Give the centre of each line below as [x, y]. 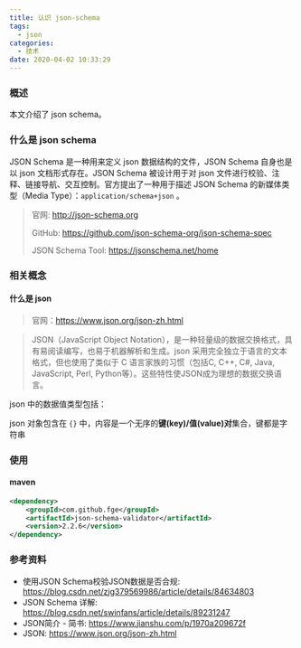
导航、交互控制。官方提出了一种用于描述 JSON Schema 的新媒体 [161, 184]
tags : [19, 26]
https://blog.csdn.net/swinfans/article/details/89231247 [126, 612]
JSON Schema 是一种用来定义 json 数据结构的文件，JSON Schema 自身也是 [151, 161]
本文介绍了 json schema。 [58, 115]
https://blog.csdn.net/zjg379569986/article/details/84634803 [138, 591]
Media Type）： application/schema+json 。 [104, 195]
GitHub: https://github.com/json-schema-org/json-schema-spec [152, 232]
